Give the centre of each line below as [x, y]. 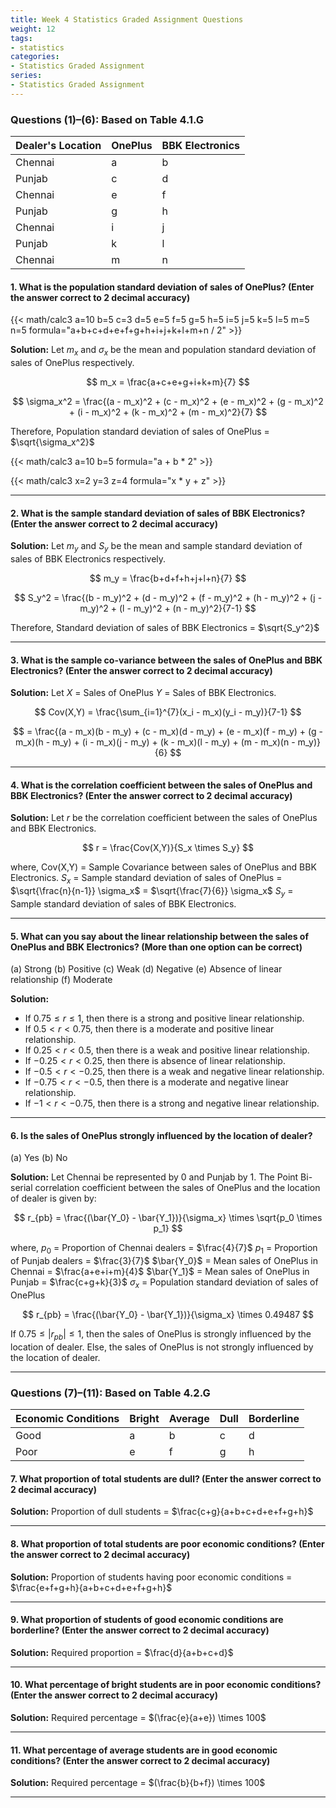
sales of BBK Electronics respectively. [88, 559]
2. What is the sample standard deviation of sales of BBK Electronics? [158, 513]
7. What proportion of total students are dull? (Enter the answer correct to [166, 1478]
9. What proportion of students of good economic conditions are [147, 1620]
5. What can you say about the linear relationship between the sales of [159, 936]
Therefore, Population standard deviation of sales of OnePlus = [140, 432]
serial [21, 1188]
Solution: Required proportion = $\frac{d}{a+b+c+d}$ [122, 1652]
